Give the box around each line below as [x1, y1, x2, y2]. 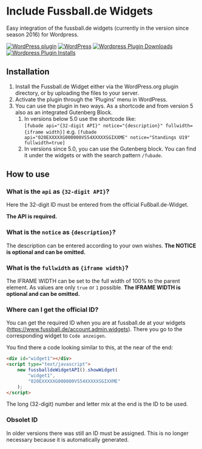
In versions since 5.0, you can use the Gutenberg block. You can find [24, 145, 197, 153]
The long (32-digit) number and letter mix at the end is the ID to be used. [6, 400, 188, 408]
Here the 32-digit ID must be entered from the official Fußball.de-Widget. [6, 201, 189, 208]
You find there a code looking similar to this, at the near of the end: [6, 344, 173, 351]
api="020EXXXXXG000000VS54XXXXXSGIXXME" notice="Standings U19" [24, 134, 190, 140]
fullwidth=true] [24, 140, 66, 146]
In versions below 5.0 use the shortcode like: [24, 115, 136, 122]
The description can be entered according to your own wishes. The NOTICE [6, 242, 197, 249]
